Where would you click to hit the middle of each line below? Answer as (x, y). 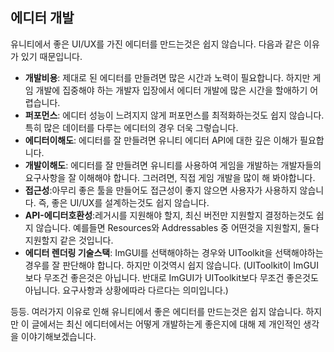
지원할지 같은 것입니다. (69, 240)
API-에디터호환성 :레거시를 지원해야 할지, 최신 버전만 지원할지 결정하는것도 (169, 215)
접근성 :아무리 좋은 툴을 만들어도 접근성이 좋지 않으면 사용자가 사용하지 (161, 190)
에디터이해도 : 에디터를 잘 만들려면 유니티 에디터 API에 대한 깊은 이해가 (161, 140)
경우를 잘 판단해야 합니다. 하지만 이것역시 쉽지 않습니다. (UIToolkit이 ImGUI (172, 265)
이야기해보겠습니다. (58, 336)
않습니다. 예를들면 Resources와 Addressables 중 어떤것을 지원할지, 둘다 (177, 227)
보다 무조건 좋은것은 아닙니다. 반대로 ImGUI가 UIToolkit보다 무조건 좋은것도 (171, 277)
